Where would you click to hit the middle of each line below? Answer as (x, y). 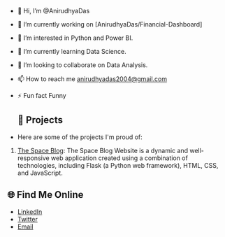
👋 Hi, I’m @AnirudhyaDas (53, 11)
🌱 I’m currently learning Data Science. (72, 51)
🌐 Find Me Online (45, 195)
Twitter (28, 219)
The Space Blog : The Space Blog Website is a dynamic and (103, 150)
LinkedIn (30, 211)
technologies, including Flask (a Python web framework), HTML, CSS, (118, 165)
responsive (34, 158)
